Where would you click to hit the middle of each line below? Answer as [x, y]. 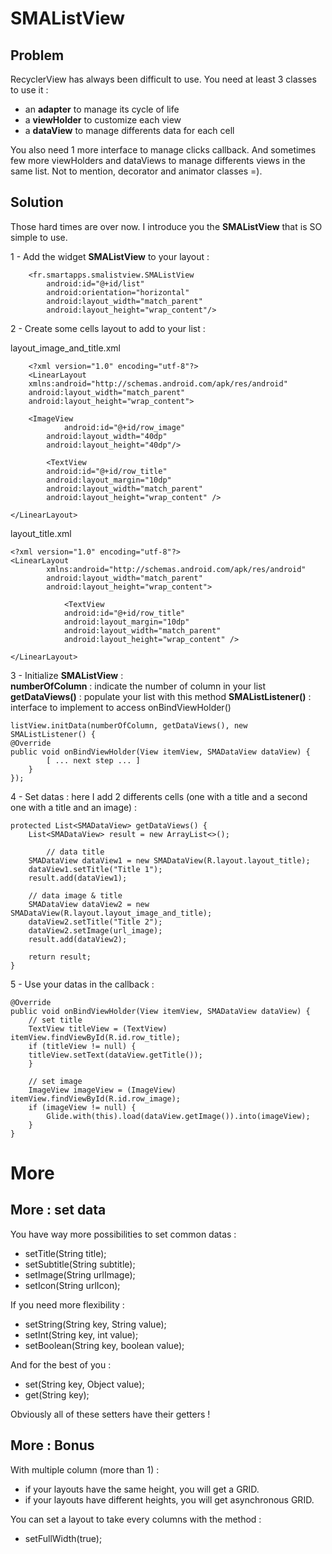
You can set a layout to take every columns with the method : [136, 1519]
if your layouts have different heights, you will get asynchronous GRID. [169, 1499]
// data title [75, 852]
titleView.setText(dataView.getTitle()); [115, 1055]
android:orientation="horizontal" [118, 292]
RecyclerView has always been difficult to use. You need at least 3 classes [163, 79]
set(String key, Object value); [84, 1384]
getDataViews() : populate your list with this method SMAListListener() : [161, 696]
